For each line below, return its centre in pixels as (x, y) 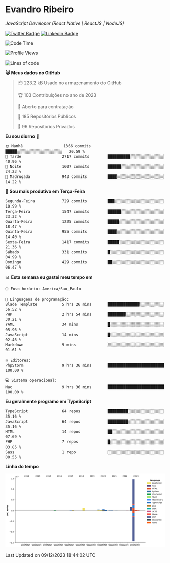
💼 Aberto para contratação (45, 107)
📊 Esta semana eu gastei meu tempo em (49, 277)
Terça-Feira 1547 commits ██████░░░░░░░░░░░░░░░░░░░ (85, 211)
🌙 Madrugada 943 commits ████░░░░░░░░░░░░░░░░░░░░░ (85, 176)
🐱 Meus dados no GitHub (33, 73)
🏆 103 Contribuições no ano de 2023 (57, 95)
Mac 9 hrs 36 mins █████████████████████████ (85, 387)
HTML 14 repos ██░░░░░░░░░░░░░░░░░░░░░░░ (85, 432)
